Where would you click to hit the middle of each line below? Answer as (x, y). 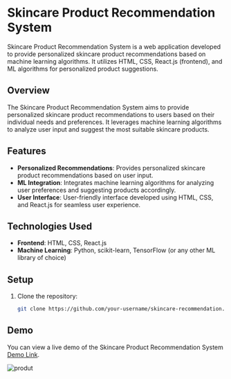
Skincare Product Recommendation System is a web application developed (114, 46)
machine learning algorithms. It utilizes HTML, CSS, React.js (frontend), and (115, 61)
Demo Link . (24, 354)
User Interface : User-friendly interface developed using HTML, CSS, (115, 197)
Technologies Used (49, 226)
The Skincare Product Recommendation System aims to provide (98, 107)
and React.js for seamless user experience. (78, 204)
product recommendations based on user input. (85, 175)
